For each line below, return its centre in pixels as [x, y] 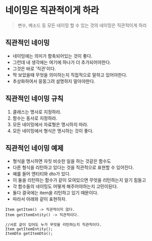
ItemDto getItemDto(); [29, 234]
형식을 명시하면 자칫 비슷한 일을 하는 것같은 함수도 [62, 161]
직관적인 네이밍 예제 [34, 148]
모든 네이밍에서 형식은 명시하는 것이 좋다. [53, 131]
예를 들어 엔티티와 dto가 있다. [41, 174]
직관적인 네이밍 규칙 [34, 99]
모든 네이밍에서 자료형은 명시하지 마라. [50, 124]
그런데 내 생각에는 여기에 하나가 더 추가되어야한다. [62, 62]
